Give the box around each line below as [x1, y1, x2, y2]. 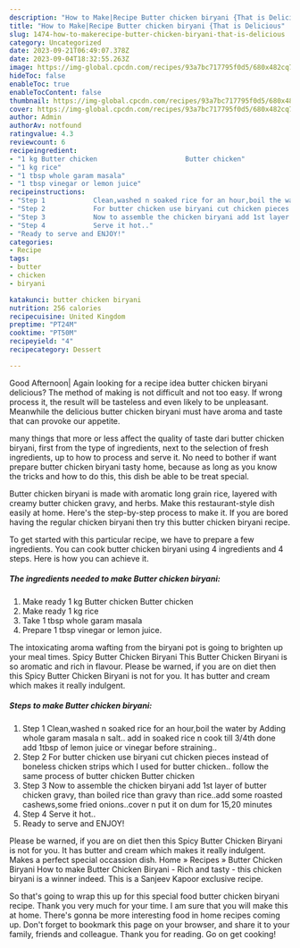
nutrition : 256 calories [9, 303, 102, 313]
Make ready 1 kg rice [21, 605, 99, 616]
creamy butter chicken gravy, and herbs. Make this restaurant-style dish [9, 497, 275, 508]
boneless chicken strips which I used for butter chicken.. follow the [21, 761, 270, 772]
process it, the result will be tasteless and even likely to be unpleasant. [9, 396, 270, 407]
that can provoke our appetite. [9, 415, 121, 426]
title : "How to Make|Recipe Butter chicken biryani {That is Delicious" [9, 21, 286, 30]
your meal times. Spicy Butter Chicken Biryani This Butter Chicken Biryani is [9, 651, 287, 662]
